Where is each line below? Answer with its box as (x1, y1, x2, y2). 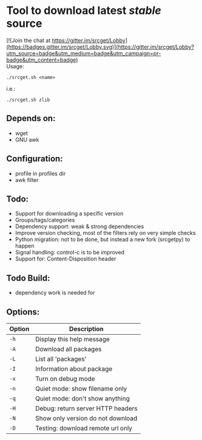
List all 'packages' (35, 355, 87, 363)
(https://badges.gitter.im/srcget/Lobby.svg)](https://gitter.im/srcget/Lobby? (6, 43, 195, 51)
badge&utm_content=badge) (6, 56, 78, 63)
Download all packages (35, 345, 102, 353)
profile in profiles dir (15, 170, 66, 177)
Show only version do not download (35, 414, 138, 422)
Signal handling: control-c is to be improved (15, 249, 125, 256)
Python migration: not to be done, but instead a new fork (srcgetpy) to (15, 236, 190, 243)
